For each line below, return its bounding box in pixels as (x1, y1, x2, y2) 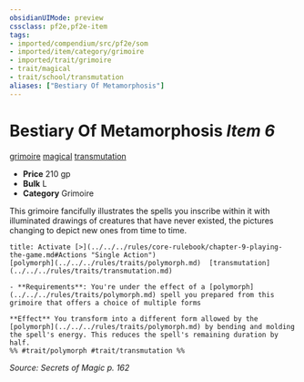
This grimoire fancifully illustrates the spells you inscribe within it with (9, 205, 270, 216)
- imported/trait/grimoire (9, 56, 112, 65)
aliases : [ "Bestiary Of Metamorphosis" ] (9, 81, 166, 90)
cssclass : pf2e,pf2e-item (9, 22, 107, 31)
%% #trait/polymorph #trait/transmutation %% (9, 346, 185, 356)
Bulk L (22, 178, 47, 189)
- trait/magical (9, 65, 71, 74)
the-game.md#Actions (9, 250, 88, 260)
